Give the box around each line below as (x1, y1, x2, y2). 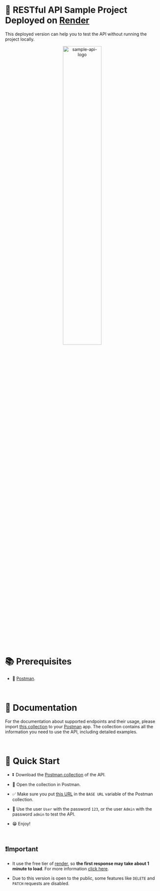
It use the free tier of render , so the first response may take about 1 (12, 860, 149, 866)
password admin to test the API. (12, 811, 75, 817)
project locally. (5, 36, 35, 42)
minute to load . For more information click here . (12, 866, 109, 871)
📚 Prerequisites (5, 656, 72, 667)
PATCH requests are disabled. (12, 880, 69, 886)
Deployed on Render (5, 15, 90, 26)
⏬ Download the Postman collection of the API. (12, 771, 106, 777)
